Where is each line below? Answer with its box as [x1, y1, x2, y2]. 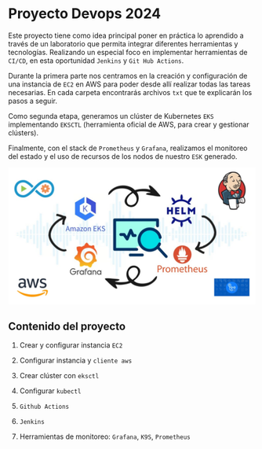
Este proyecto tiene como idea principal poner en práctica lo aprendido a [8, 31, 245, 40]
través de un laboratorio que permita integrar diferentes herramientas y [8, 39, 238, 48]
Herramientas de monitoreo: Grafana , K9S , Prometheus [19, 432, 191, 441]
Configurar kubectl [19, 386, 82, 396]
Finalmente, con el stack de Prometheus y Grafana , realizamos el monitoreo [8, 143, 248, 153]
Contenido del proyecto [8, 319, 126, 333]
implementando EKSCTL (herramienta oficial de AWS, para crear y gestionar [8, 120, 249, 129]
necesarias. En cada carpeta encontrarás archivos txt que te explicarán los [8, 87, 253, 97]
